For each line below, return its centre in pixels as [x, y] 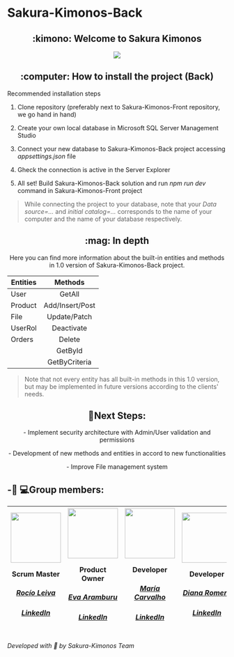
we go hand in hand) [47, 114]
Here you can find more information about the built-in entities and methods [117, 257]
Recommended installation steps [54, 93]
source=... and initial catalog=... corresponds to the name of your [118, 211]
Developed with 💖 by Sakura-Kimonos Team [71, 646]
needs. [34, 394]
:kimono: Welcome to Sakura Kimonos [117, 39]
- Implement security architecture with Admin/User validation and [117, 433]
